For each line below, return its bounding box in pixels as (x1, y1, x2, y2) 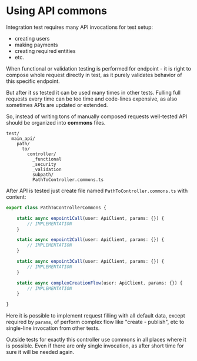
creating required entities (14, 47, 76, 54)
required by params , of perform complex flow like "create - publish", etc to (6, 319, 185, 326)
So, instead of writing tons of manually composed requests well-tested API (6, 113, 188, 120)
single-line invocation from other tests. (6, 325, 100, 332)
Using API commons (6, 4, 108, 18)
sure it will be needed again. (6, 349, 75, 356)
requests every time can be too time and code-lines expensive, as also (6, 95, 178, 102)
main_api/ (11, 135, 35, 142)
